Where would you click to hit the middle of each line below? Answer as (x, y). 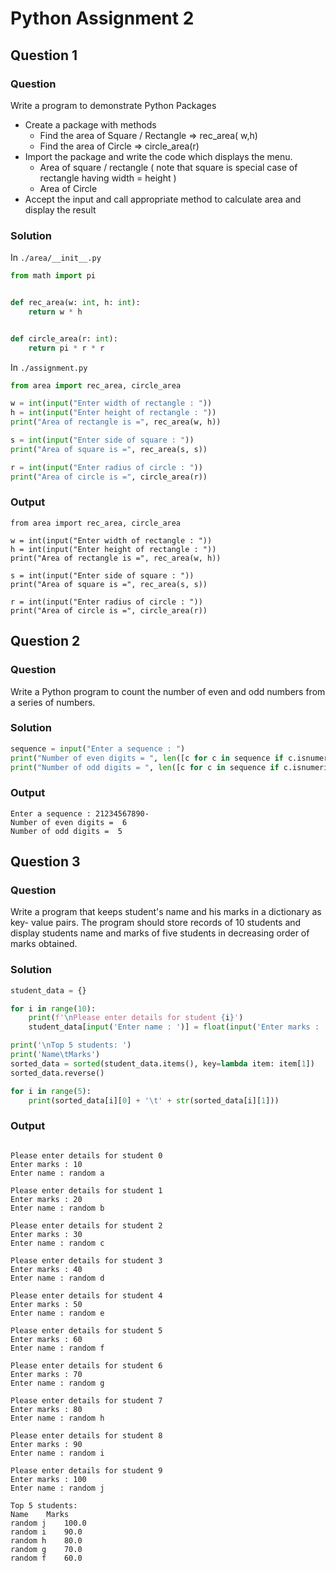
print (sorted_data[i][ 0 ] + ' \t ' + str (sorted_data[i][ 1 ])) (154, 1100)
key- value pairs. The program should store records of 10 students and (156, 923)
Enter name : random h (57, 1418)
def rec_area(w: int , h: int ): (75, 303)
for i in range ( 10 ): (53, 1008)
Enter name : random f (57, 1348)
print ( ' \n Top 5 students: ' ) (71, 1045)
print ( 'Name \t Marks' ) (55, 1055)
